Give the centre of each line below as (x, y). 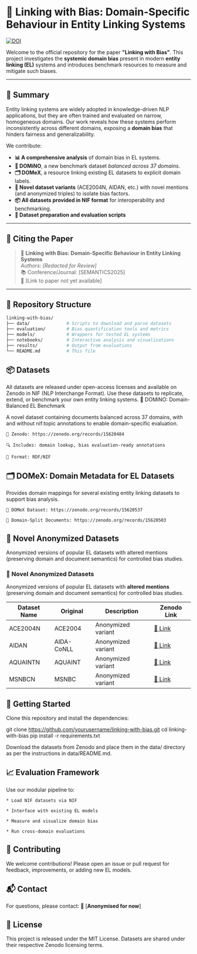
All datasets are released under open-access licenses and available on (91, 387)
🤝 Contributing (33, 850)
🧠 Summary (28, 95)
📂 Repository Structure (49, 305)
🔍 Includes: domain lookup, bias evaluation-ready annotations (86, 446)
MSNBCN (22, 679)
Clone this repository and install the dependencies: (67, 718)
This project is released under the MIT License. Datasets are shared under (96, 939)
